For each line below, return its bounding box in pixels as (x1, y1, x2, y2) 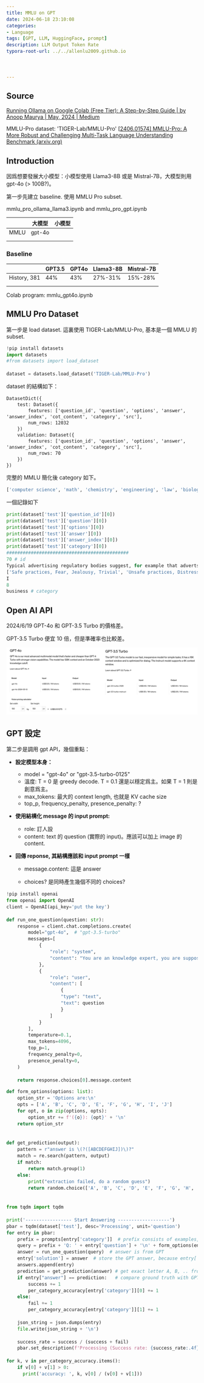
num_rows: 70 (28, 450, 61, 457)
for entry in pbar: (6, 1230, 56, 1236)
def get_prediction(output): (6, 1140, 80, 1146)
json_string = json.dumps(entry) (17, 1319, 102, 1325)
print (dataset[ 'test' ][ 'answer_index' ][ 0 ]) (6, 537, 118, 543)
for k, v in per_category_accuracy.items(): (6, 1358, 121, 1364)
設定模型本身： (15, 759, 53, 766)
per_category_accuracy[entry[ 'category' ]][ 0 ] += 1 (28, 1288, 159, 1294)
